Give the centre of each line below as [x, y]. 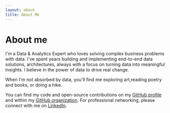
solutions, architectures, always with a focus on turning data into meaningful [85, 64]
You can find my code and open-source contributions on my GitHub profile [83, 95]
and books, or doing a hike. [34, 85]
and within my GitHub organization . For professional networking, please [80, 100]
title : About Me [22, 15]
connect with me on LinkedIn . [36, 106]
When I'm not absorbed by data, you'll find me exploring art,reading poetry [84, 80]
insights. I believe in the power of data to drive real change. [67, 70]
